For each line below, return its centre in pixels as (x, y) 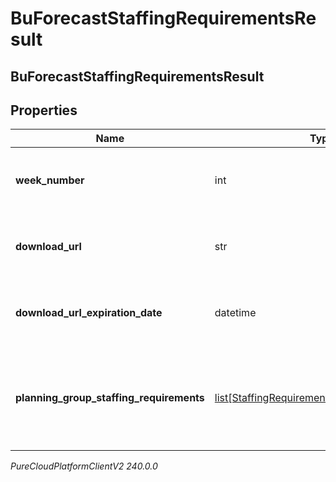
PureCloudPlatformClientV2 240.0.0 (84, 466)
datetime (235, 313)
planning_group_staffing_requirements (110, 398)
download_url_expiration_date (89, 313)
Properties (44, 110)
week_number (50, 180)
